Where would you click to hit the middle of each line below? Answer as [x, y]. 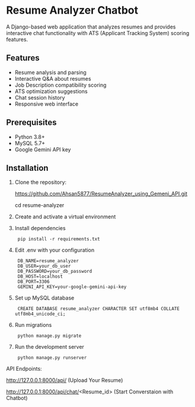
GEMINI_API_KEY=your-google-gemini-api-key [72, 287]
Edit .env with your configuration [55, 250]
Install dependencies [40, 228]
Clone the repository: [41, 182]
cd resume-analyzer [39, 205]
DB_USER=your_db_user [44, 266]
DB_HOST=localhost [40, 276]
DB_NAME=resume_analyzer [48, 261]
